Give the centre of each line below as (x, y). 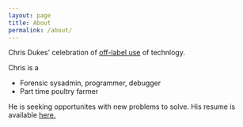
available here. (32, 115)
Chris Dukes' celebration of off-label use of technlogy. (97, 53)
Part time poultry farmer (59, 92)
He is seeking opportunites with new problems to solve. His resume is (122, 106)
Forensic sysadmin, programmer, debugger (90, 83)
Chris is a (24, 68)
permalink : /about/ (40, 30)
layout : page (30, 15)
